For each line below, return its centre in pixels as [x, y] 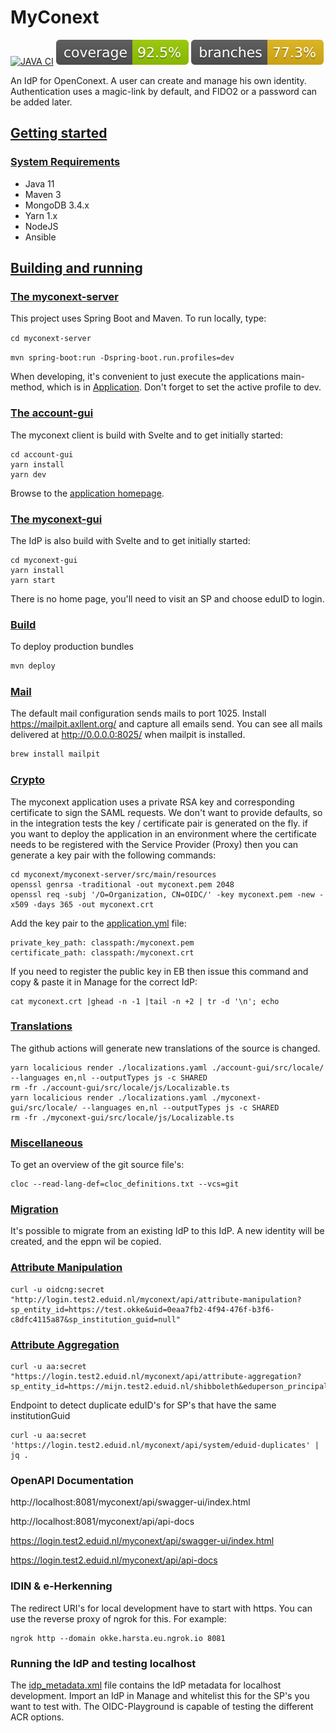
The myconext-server [65, 296]
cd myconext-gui [44, 560]
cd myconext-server [51, 339]
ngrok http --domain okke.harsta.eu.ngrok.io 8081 [118, 1638]
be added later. [41, 102]
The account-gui [52, 413]
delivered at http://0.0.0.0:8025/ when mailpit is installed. [128, 735]
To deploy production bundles [72, 647]
